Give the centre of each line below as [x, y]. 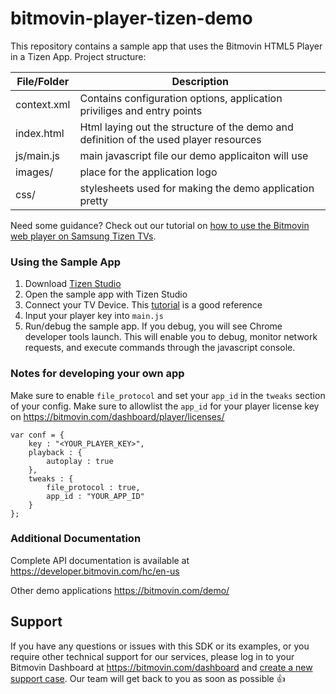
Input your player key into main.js [94, 316]
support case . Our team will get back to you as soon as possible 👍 [148, 678]
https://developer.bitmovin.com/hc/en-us [95, 571]
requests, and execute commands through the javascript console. [160, 348]
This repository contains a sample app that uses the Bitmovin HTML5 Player [166, 46]
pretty [94, 200]
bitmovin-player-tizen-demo [131, 18]
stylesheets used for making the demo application [197, 188]
